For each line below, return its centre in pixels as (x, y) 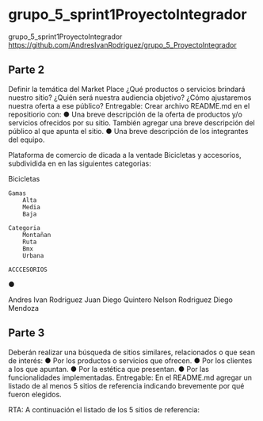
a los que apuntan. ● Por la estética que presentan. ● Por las (109, 369)
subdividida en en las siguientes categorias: (80, 163)
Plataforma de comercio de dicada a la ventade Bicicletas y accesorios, (125, 155)
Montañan (37, 235)
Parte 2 (27, 70)
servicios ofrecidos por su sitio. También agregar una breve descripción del (131, 122)
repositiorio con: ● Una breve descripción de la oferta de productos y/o (126, 114)
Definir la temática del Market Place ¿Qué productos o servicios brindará (127, 89)
